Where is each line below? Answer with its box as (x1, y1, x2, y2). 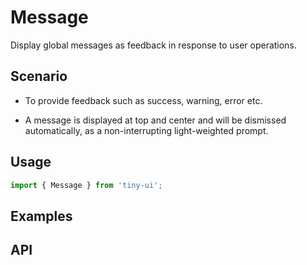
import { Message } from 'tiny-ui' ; (10, 180, 163, 190)
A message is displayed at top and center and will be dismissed (24, 114, 287, 126)
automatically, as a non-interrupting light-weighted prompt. (24, 124, 269, 136)
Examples (10, 207, 73, 225)
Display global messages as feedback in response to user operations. (10, 39, 297, 51)
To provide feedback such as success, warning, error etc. (24, 94, 263, 106)
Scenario (10, 68, 68, 85)
